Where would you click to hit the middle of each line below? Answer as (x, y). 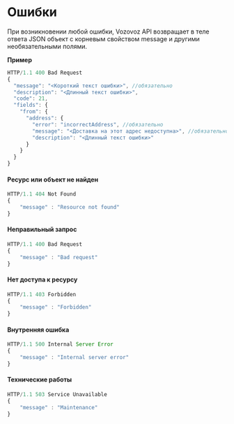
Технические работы (40, 380)
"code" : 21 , (31, 98)
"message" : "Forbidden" (56, 307)
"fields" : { (31, 105)
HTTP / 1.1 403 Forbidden (42, 294)
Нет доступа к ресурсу (42, 279)
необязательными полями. (47, 46)
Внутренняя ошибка (38, 330)
